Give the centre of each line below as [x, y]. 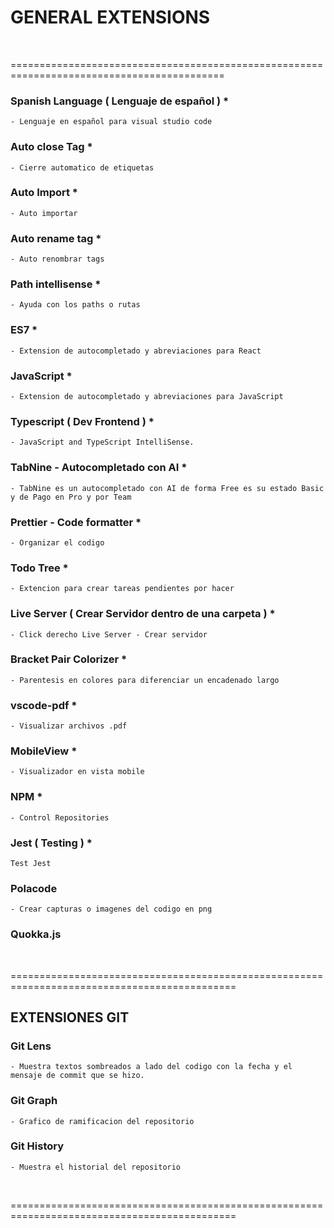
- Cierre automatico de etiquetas [82, 167]
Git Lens [31, 1046]
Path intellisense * [56, 284]
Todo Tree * [39, 568]
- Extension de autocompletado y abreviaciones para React [136, 351]
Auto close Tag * [51, 147]
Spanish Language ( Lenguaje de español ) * [120, 101]
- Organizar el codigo [57, 542]
